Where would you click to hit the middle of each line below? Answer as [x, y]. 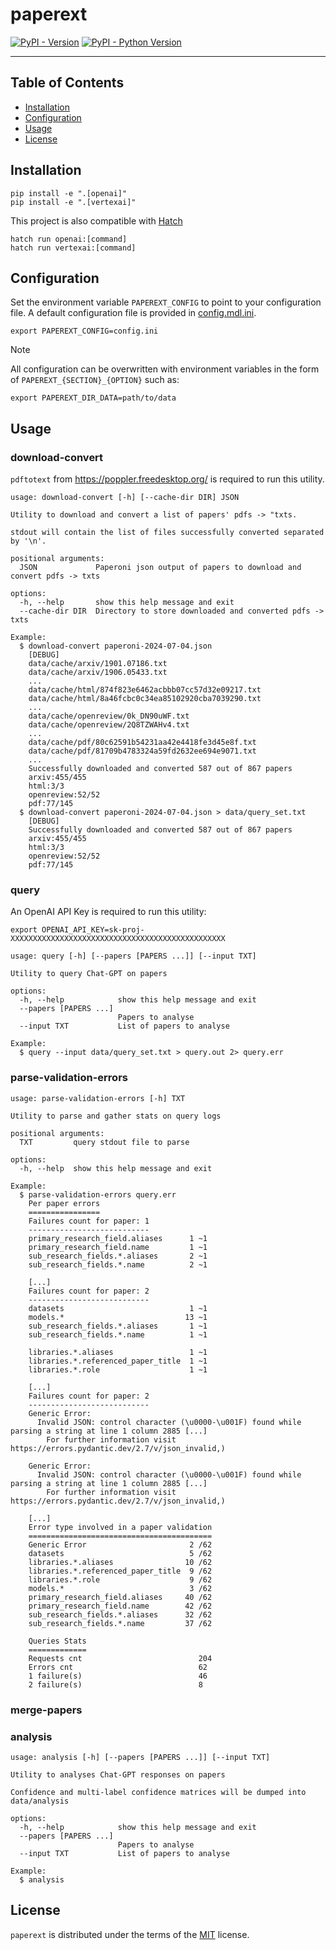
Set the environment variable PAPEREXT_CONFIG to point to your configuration [166, 302]
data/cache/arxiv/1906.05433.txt [98, 673]
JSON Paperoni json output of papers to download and [160, 568]
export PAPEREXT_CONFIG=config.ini [84, 331]
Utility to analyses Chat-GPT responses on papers [118, 1774]
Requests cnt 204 [120, 1658]
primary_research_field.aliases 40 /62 [120, 1597]
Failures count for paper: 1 [89, 1221]
